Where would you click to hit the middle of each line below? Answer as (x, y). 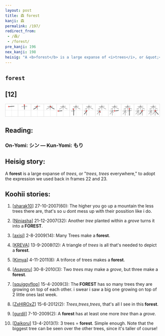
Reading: (19, 130)
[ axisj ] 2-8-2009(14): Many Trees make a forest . (61, 235)
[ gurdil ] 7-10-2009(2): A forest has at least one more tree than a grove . (84, 314)
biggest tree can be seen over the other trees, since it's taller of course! (85, 329)
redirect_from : (21, 31)
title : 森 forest (23, 16)
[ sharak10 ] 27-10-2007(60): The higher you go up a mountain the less (83, 206)
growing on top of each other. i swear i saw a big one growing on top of (84, 289)
